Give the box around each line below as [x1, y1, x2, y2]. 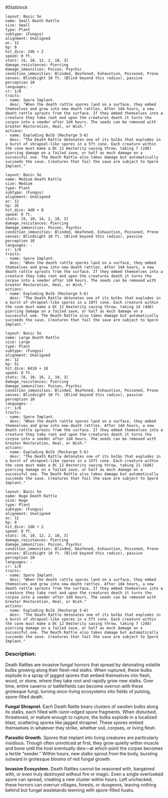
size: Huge [5, 498, 28, 503]
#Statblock [5, 5, 28, 10]
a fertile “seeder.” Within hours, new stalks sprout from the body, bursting [5, 751, 157, 757]
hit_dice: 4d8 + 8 [5, 208, 44, 213]
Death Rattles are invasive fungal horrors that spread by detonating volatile [5, 662, 160, 668]
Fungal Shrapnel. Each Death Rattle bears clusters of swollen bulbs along [5, 703, 158, 710]
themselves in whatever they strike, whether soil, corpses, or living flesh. [5, 725, 156, 731]
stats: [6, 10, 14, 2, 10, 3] [5, 216, 69, 221]
